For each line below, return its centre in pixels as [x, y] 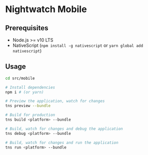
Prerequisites [27, 28]
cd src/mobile [20, 78]
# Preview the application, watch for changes [55, 101]
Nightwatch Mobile [46, 9]
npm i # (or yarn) [24, 92]
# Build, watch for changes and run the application [62, 142]
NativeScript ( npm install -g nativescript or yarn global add [78, 45]
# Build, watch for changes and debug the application [64, 129]
